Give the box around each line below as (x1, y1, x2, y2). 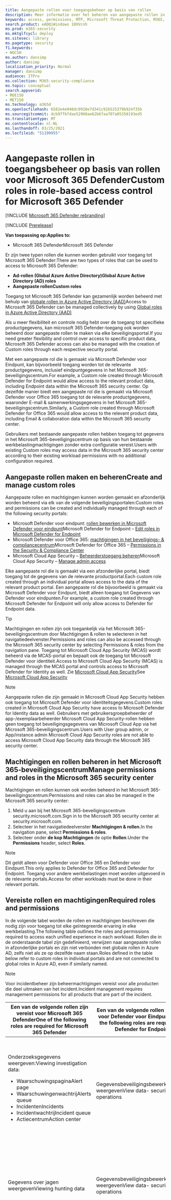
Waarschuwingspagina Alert (16, 1077, 83, 1084)
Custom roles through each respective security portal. (5, 347, 119, 353)
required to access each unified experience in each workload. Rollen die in (5, 933, 162, 939)
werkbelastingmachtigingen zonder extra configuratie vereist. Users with (5, 442, 157, 448)
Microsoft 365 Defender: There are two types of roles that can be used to (5, 258, 158, 264)
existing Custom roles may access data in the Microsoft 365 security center (5, 447, 164, 453)
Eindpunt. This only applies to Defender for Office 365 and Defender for (5, 865, 154, 871)
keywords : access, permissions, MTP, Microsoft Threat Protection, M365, (5, 17, 165, 22)
